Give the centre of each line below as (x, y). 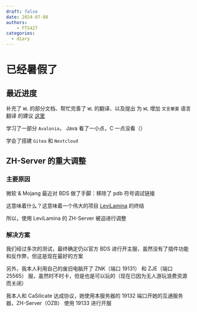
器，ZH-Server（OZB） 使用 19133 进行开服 (59, 303)
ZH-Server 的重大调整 (46, 161)
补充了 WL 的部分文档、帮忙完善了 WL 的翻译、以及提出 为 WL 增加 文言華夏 (93, 108)
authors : (17, 22)
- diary (21, 39)
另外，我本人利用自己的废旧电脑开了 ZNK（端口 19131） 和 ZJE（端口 (89, 269)
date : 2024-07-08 (27, 17)
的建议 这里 (31, 116)
